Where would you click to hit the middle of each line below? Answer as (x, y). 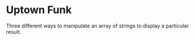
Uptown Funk (39, 10)
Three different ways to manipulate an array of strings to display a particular (97, 26)
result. (14, 31)
